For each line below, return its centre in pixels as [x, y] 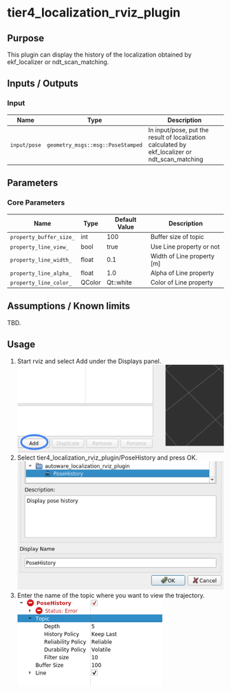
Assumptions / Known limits [69, 306]
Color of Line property [181, 282]
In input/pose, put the [178, 130]
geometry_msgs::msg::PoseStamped [95, 145]
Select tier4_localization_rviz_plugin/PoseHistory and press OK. [107, 458]
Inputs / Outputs [43, 84]
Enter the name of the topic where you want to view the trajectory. [111, 596]
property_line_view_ [40, 247]
